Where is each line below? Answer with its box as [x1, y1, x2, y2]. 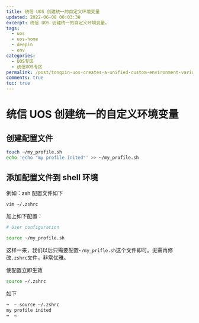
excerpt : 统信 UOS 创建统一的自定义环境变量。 [6, 20, 110, 25]
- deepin [11, 42, 33, 48]
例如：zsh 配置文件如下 [6, 189, 63, 196]
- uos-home [11, 36, 38, 42]
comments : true [6, 75, 44, 81]
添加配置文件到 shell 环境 [6, 172, 98, 183]
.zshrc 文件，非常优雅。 [11, 254, 69, 261]
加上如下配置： [6, 213, 43, 220]
